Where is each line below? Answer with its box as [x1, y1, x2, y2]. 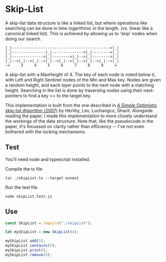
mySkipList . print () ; [5, 248, 48, 253]
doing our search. [5, 36, 41, 42]
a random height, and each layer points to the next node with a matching [5, 82, 155, 88]
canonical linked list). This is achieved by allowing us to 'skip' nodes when [5, 30, 158, 36]
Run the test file [5, 184, 38, 190]
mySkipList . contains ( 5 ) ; [5, 243, 57, 248]
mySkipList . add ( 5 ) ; [5, 239, 46, 244]
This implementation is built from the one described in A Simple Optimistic [5, 102, 158, 108]
